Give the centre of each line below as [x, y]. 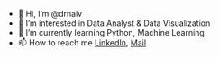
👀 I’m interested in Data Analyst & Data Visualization [114, 23]
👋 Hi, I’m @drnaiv [50, 14]
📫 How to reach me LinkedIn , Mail [82, 43]
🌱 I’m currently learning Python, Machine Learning [111, 33]
